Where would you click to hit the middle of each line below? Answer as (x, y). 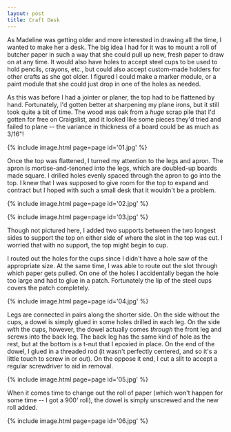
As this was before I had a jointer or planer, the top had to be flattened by (111, 97)
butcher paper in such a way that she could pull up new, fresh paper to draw (115, 54)
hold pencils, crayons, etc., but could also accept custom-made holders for (114, 69)
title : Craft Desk (33, 20)
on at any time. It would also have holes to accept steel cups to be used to (112, 62)
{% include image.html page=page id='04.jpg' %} (78, 301)
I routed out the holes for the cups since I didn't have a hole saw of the (108, 258)
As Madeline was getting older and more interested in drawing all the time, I (114, 39)
